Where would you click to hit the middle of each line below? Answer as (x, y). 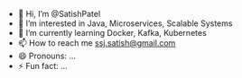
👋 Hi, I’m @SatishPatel (59, 14)
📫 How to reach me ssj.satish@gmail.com (97, 43)
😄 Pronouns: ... (47, 56)
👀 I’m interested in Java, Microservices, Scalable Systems (125, 23)
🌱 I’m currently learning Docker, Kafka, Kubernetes (112, 33)
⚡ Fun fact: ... (42, 66)
